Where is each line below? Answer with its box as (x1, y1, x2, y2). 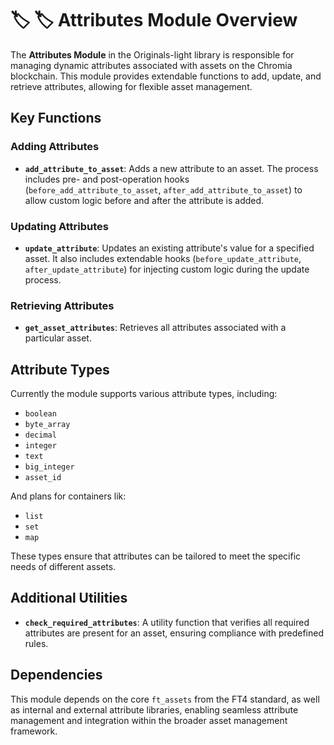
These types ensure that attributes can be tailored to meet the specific (10, 550, 302, 562)
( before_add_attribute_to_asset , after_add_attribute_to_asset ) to (24, 183, 303, 196)
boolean (24, 409, 57, 419)
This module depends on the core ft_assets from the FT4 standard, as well (10, 693, 320, 705)
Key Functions (10, 110, 102, 127)
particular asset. (24, 332, 92, 344)
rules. (24, 637, 49, 649)
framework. (10, 725, 58, 737)
